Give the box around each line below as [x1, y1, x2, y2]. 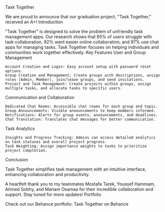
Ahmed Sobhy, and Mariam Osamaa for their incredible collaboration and [5, 186, 154, 192]
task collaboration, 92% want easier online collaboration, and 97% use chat [5, 39, 159, 45]
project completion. [5, 148, 48, 153]
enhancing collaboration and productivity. [5, 172, 90, 177]
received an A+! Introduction [5, 19, 63, 25]
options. [5, 69, 23, 73]
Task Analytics [5, 126, 35, 131]
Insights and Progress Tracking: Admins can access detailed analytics [5, 135, 156, 140]
